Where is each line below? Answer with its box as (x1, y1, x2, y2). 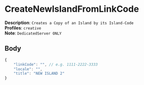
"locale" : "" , (13, 66, 43, 72)
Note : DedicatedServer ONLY (4, 30, 62, 36)
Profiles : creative (4, 25, 42, 30)
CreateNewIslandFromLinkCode (4, 3, 139, 15)
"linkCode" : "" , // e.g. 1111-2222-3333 (13, 62, 98, 67)
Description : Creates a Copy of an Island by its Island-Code (4, 20, 134, 26)
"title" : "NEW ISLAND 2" (13, 71, 65, 76)
